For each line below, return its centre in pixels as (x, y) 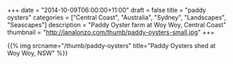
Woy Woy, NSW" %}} (38, 53)
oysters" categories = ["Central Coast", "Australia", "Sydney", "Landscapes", (116, 17)
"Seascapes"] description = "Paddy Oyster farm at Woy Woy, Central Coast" (117, 25)
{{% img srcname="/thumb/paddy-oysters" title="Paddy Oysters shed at (111, 46)
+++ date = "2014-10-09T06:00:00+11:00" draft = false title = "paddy (107, 10)
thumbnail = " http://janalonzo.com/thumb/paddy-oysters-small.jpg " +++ (111, 32)
